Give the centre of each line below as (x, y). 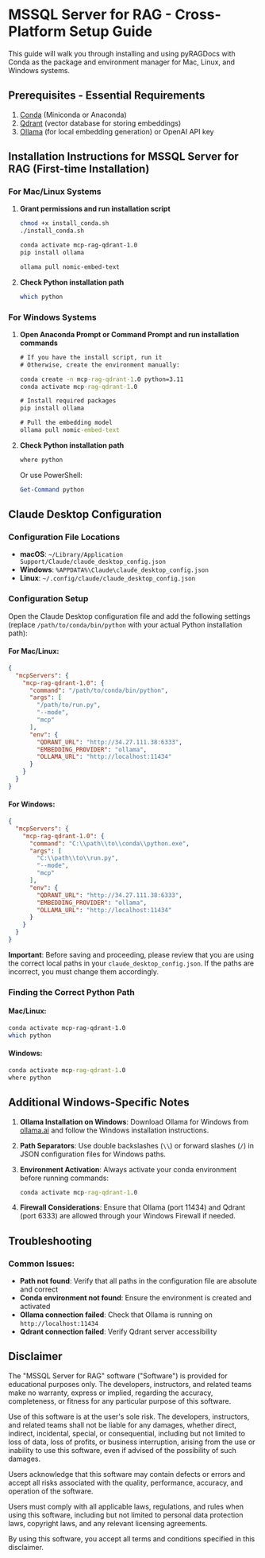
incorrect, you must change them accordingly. (84, 971)
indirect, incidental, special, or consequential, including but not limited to (127, 1433)
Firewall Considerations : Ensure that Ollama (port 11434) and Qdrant (132, 1207)
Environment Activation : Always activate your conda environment (128, 1169)
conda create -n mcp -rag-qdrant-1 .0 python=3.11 (102, 379)
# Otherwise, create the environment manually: (100, 365)
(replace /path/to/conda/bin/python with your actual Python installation (125, 624)
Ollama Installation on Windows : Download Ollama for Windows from (134, 1121)
